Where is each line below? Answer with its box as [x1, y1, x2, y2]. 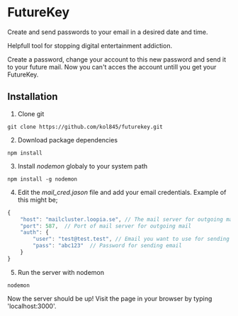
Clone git [17, 109, 45, 118]
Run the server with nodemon [17, 268, 105, 276]
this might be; [17, 196, 58, 204]
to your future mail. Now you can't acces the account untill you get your [7, 62, 217, 71]
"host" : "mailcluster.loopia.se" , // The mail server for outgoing [20, 215, 223, 223]
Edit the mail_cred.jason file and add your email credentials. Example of [17, 188, 227, 196]
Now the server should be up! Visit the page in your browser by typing [7, 294, 212, 303]
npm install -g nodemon [7, 175, 78, 183]
